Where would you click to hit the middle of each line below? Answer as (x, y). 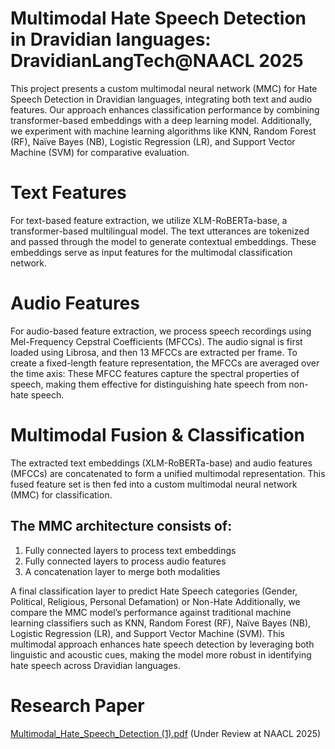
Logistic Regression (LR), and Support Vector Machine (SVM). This (147, 633)
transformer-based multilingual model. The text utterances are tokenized (160, 231)
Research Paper (77, 705)
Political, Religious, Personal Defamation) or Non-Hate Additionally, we (155, 601)
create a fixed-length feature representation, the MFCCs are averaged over (165, 363)
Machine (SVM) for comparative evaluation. (100, 152)
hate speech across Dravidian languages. (95, 665)
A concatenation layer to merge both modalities (122, 571)
